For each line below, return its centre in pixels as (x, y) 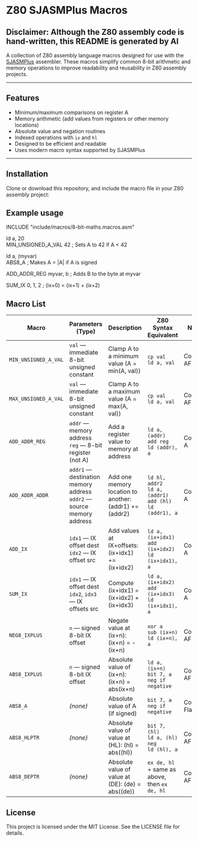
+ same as (161, 770)
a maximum (124, 391)
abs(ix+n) (122, 689)
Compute (121, 583)
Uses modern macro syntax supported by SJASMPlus (80, 150)
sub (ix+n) (162, 632)
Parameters (86, 324)
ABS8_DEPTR (24, 777)
